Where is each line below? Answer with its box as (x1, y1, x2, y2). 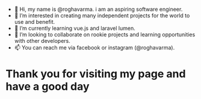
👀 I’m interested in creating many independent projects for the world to (14, 12, 190, 19)
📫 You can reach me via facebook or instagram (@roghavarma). (14, 44, 175, 51)
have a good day (5, 80, 90, 94)
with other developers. (14, 38, 70, 44)
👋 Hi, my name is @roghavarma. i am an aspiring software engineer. (14, 6, 183, 13)
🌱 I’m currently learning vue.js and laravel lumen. (14, 24, 136, 32)
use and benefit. (14, 18, 55, 25)
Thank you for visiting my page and (5, 67, 186, 81)
